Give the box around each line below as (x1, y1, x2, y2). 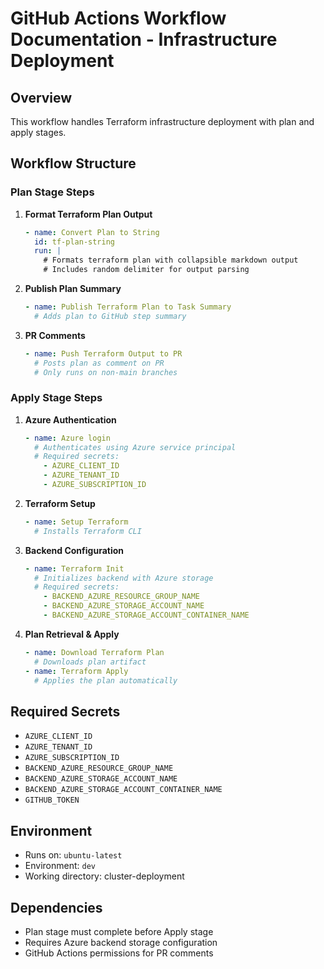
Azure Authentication (24, 413, 117, 426)
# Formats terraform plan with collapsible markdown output (43, 255, 299, 266)
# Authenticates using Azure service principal (34, 442, 237, 452)
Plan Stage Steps (10, 185, 95, 199)
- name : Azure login (24, 433, 111, 443)
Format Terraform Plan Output (24, 208, 153, 220)
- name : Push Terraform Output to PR (24, 348, 183, 359)
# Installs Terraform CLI (34, 526, 142, 536)
